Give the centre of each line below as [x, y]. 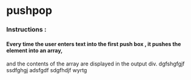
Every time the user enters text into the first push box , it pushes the [94, 44]
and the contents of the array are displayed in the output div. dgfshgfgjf [95, 64]
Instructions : [26, 30]
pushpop [29, 11]
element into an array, [35, 50]
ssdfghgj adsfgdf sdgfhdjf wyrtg [47, 70]
